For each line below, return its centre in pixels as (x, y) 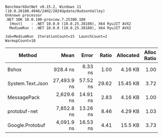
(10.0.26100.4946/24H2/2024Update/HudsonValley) (55, 11)
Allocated (128, 55)
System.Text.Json (28, 84)
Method (28, 55)
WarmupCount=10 (20, 41)
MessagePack (24, 97)
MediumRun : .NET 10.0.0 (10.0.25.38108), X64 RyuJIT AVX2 (70, 28)
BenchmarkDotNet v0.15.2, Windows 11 (43, 7)
